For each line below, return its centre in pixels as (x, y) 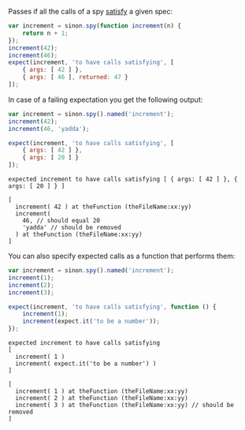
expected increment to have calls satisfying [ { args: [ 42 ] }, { (123, 179)
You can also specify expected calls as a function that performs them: (122, 256)
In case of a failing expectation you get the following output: (106, 99)
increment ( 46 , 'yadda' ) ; (49, 129)
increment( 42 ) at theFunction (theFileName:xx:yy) (104, 207)
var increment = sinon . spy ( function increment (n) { (95, 26)
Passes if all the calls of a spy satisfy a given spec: (91, 11)
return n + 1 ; (45, 33)
